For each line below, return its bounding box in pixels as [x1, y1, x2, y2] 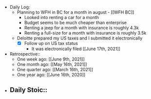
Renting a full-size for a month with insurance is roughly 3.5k [24, 30, 147, 36]
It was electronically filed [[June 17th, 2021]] [31, 46, 121, 52]
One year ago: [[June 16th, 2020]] [17, 72, 86, 78]
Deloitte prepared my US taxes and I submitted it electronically [17, 35, 143, 41]
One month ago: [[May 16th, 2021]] [17, 61, 87, 67]
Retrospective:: [9, 51, 40, 57]
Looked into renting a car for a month [24, 15, 99, 20]
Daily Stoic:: [9, 86, 48, 94]
